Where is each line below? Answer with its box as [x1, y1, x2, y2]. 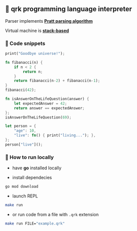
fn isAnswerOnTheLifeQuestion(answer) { [5, 97, 90, 102]
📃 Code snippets [5, 40, 45, 47]
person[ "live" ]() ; [5, 142, 43, 147]
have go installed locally [12, 165, 62, 171]
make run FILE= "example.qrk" [5, 221, 65, 226]
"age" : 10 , [14, 128, 36, 133]
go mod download [5, 184, 38, 189]
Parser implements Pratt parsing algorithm [5, 18, 93, 24]
